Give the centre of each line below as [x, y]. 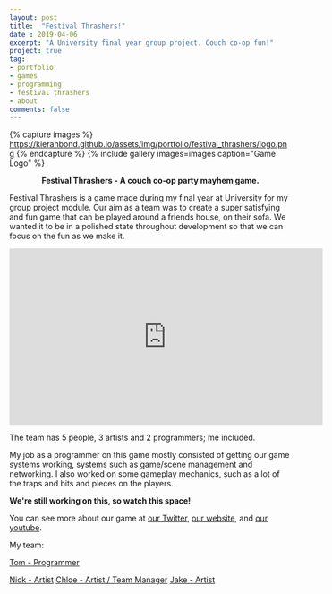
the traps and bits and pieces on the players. [91, 484]
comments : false [39, 109]
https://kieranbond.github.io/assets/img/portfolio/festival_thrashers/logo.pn [149, 144]
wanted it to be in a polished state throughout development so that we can [146, 227]
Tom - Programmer [44, 563]
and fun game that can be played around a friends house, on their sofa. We [148, 217]
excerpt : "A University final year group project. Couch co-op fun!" [142, 43]
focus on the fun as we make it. [67, 236]
